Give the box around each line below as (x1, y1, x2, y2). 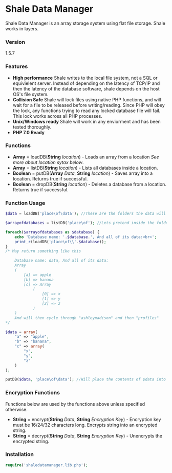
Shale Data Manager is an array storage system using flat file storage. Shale (5, 20, 165, 26)
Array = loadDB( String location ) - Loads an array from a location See (12, 154, 160, 160)
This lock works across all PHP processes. (12, 113, 102, 119)
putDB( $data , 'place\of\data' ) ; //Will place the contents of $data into (5, 377, 166, 382)
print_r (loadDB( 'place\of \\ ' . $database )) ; (14, 239, 106, 244)
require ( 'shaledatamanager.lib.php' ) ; (5, 462, 88, 468)
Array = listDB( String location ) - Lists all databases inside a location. (12, 165, 158, 171)
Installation (5, 451, 34, 458)
